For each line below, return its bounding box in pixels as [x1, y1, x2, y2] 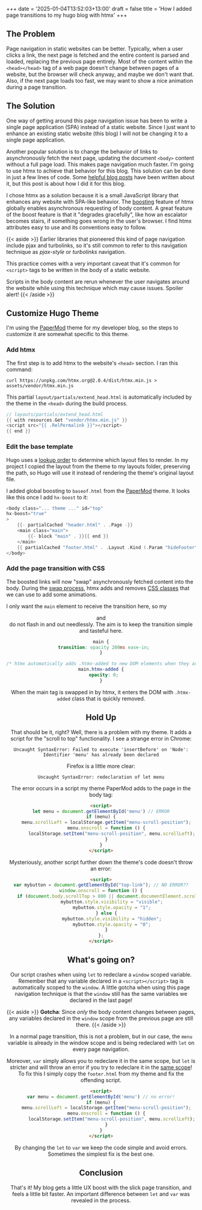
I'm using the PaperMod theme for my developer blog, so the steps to [6, 324, 179, 331]
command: [6, 366, 33, 373]
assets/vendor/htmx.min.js [6, 382, 74, 388]
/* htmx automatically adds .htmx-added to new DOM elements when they [6, 660, 189, 667]
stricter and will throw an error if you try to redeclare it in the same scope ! [10, 1063, 192, 1071]
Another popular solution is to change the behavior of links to [6, 148, 158, 155]
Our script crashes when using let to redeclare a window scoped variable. [10, 971, 192, 978]
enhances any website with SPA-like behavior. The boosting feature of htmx [6, 198, 194, 205]
